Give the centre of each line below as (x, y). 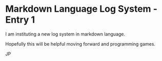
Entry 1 (20, 20)
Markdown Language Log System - (82, 9)
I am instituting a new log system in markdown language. (65, 34)
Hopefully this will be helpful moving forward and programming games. (80, 44)
